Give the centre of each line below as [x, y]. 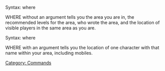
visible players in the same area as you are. [50, 28]
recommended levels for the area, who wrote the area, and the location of [82, 23]
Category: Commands [29, 63]
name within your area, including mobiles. [49, 53]
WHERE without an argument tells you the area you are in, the [70, 17]
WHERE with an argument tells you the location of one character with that [82, 47]
